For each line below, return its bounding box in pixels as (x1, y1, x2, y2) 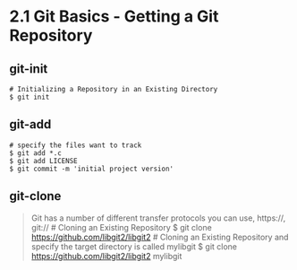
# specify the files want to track (9, 141, 142, 150)
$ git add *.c (9, 148, 63, 158)
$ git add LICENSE (9, 156, 78, 165)
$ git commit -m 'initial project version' (9, 164, 174, 173)
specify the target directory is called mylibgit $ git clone (30, 240, 238, 252)
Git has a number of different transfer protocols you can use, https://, (30, 213, 286, 223)
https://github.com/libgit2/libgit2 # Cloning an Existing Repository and (30, 231, 289, 242)
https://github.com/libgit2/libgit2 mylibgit (30, 250, 182, 261)
